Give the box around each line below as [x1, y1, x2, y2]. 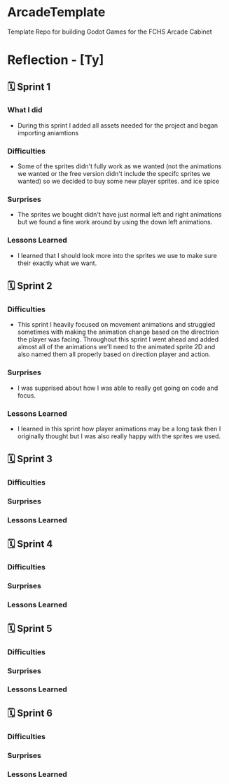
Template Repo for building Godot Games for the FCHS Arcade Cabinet [7, 27, 212, 36]
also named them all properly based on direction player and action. [17, 350, 211, 358]
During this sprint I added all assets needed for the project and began [17, 121, 218, 130]
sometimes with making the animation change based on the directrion [17, 327, 219, 337]
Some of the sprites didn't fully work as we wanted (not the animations [17, 162, 222, 170]
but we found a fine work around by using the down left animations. [17, 218, 213, 227]
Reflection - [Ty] [7, 52, 104, 68]
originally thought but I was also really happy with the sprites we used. [17, 432, 221, 440]
